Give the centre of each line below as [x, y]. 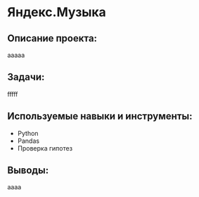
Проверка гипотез [45, 148]
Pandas [28, 141]
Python [28, 133]
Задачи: [26, 77]
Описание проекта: [52, 38]
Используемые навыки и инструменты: [100, 116]
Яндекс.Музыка [57, 12]
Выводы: [28, 171]
